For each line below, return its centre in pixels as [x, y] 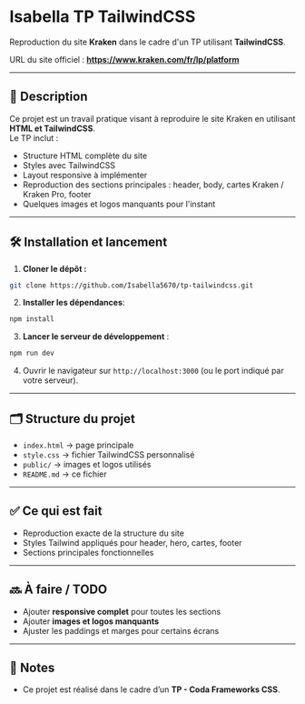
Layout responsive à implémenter [85, 175]
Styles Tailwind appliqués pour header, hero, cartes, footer [132, 542]
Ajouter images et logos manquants [91, 621]
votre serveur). [50, 380]
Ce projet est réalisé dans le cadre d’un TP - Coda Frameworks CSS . [151, 689]
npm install [32, 319]
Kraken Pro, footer [57, 194]
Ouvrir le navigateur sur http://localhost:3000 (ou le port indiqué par [153, 371]
